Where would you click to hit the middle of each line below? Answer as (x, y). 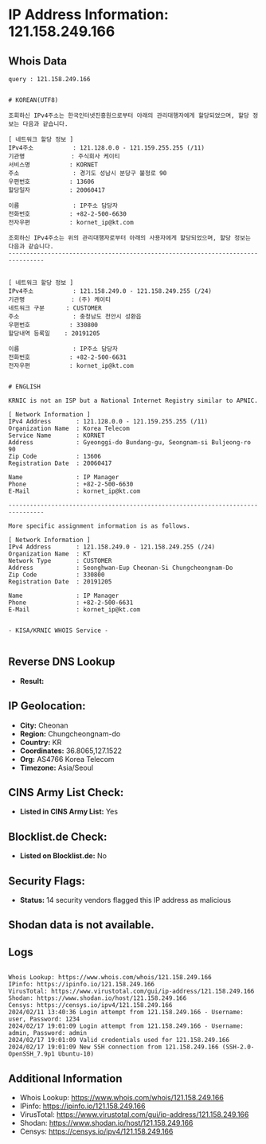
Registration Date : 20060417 (60, 463)
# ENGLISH (25, 387)
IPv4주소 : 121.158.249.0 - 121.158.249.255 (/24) (110, 291)
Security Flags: (47, 881)
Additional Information (65, 1078)
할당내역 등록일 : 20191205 (54, 334)
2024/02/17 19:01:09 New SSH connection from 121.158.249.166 (113, 1047)
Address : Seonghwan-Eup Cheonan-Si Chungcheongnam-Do (121, 568)
